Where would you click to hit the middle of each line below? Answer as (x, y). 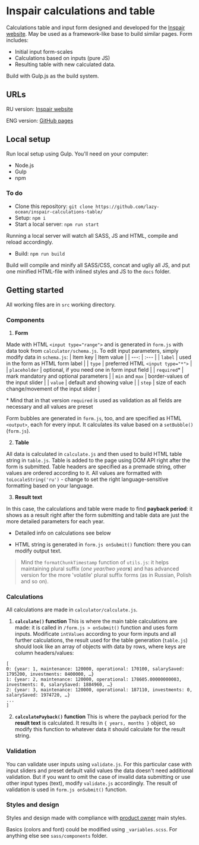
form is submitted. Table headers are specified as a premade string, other (96, 467)
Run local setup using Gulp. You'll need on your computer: (77, 154)
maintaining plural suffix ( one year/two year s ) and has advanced (100, 568)
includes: (17, 40)
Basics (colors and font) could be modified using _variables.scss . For (92, 829)
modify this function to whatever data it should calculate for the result (100, 729)
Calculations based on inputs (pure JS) (62, 58)
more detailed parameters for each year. (56, 521)
